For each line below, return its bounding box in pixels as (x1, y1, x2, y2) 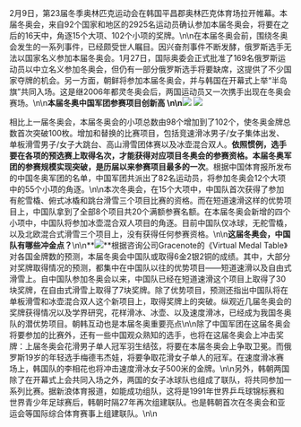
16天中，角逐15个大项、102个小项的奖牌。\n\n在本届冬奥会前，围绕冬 (24, 30, 280, 40)
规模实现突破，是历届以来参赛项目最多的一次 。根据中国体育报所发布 (39, 161, 292, 172)
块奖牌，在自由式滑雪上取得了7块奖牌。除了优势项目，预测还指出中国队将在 (9, 285, 288, 295)
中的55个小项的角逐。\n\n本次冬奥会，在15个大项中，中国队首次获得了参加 (9, 184, 285, 195)
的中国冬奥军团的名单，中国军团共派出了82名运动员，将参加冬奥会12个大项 (9, 173, 287, 183)
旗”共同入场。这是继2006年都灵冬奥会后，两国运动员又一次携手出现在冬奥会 (9, 86, 292, 97)
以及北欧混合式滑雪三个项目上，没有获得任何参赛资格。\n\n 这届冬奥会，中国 (9, 229, 291, 240)
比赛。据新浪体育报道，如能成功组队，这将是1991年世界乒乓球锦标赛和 (24, 386, 285, 396)
